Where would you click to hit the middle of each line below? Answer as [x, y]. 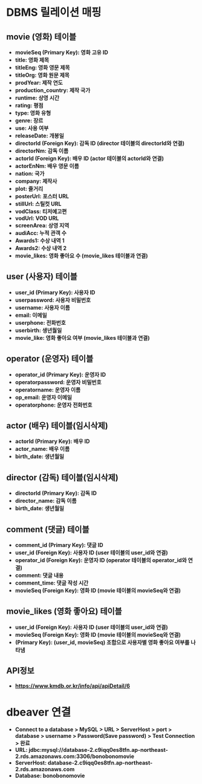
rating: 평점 [29, 105]
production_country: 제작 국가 [53, 90]
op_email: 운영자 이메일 [44, 397]
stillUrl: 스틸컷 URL [38, 204]
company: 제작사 [36, 181]
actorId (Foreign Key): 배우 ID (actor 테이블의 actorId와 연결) [90, 158]
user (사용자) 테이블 [42, 277]
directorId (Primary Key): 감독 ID [56, 493]
